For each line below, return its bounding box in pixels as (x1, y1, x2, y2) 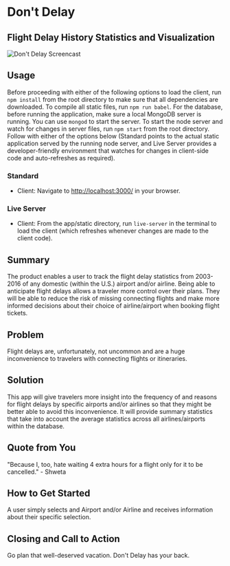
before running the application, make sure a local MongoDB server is (7, 109, 202, 118)
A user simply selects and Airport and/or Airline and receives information (7, 505, 214, 514)
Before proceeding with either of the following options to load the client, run (7, 87, 222, 96)
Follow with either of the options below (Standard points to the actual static (7, 132, 220, 140)
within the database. (7, 421, 65, 430)
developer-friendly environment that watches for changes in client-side (7, 146, 209, 155)
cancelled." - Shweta (7, 468, 67, 476)
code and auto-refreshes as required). (7, 154, 115, 162)
